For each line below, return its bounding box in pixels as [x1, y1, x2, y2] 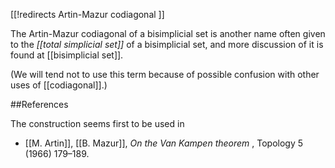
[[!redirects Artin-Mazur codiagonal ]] [10, 9, 165, 20]
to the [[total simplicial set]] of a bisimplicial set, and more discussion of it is [10, 39, 324, 50]
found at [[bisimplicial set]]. [10, 49, 124, 61]
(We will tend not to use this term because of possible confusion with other [10, 69, 320, 80]
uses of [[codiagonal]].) [10, 79, 108, 91]
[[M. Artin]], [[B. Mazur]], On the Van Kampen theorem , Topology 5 [24, 137, 304, 149]
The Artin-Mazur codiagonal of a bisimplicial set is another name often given [10, 28, 326, 39]
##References [10, 99, 69, 110]
